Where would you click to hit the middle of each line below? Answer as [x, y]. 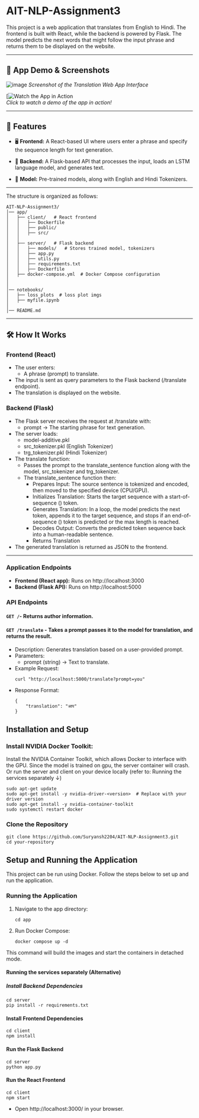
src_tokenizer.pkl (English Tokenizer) [68, 446]
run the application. [30, 881]
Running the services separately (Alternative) [64, 972]
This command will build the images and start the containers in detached [95, 952]
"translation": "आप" [51, 706]
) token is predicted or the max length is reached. [120, 522]
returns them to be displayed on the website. [61, 46]
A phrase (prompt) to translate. [61, 374]
